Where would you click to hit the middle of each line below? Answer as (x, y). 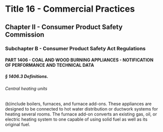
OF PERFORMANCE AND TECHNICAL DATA (50, 65)
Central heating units (26, 89)
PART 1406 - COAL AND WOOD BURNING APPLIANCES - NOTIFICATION (79, 60)
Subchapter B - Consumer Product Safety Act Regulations (75, 48)
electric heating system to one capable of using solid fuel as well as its (76, 119)
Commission (25, 34)
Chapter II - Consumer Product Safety (64, 27)
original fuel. (18, 124)
